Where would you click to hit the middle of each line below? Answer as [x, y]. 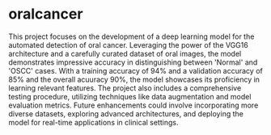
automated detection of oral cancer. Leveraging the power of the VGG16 [128, 44]
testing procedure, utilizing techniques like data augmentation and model [130, 96]
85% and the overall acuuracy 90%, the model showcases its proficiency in [134, 79]
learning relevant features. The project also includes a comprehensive [125, 88]
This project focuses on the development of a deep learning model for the [131, 36]
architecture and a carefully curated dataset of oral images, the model [125, 53]
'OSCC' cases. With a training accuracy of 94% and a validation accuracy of [135, 70]
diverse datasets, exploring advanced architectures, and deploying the [126, 113]
